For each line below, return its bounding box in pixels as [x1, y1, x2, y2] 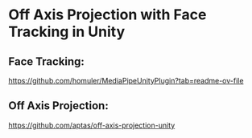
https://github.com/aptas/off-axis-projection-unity [8, 120, 176, 130]
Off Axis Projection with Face [8, 6, 207, 24]
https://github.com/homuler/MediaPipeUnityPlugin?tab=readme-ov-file [8, 76, 244, 85]
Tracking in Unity [8, 22, 126, 41]
